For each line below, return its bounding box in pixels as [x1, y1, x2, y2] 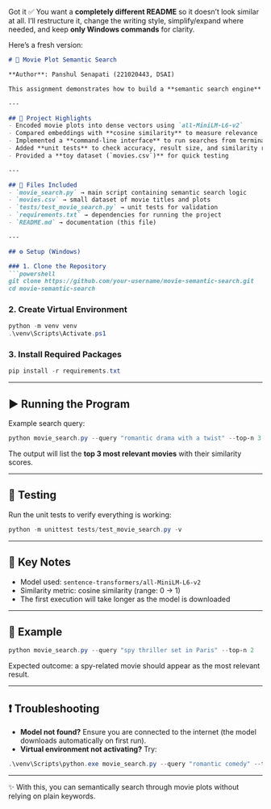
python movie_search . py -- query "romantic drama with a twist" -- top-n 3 [8, 434, 262, 443]
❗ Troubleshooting [8, 702, 100, 715]
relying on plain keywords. [8, 791, 96, 801]
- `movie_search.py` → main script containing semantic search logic [8, 188, 248, 196]
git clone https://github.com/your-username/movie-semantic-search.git [8, 277, 254, 285]
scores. [8, 457, 34, 467]
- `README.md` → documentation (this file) [8, 218, 157, 226]
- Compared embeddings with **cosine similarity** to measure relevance [8, 129, 258, 137]
